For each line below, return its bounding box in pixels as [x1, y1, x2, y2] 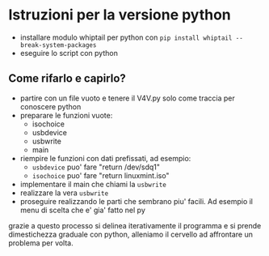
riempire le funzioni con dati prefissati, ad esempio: [19, 153, 191, 163]
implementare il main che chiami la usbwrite [19, 179, 167, 189]
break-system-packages [19, 41, 97, 49]
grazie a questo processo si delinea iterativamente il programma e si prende [8, 220, 262, 230]
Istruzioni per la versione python [8, 6, 232, 24]
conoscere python [19, 101, 82, 111]
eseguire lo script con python [19, 48, 119, 58]
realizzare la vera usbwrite [19, 188, 109, 198]
